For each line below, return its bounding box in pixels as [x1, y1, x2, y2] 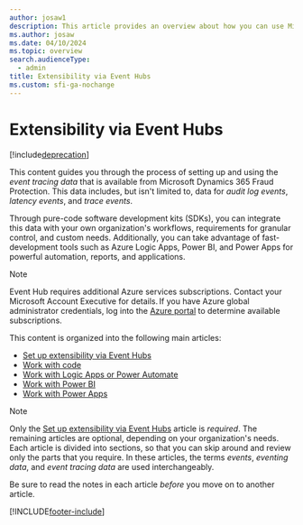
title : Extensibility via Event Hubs [9, 72, 151, 81]
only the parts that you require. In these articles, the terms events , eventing [9, 452, 289, 463]
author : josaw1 [9, 13, 67, 23]
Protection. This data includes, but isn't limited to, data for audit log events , [9, 186, 289, 197]
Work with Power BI [22, 378, 96, 389]
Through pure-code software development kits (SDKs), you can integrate [9, 213, 281, 224]
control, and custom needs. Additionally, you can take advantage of [9, 232, 261, 243]
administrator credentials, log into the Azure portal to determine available [9, 305, 281, 316]
